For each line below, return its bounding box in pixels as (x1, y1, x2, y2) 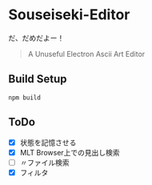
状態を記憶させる (19, 138, 77, 147)
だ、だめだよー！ (8, 33, 65, 42)
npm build (8, 94, 42, 102)
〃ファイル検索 (19, 158, 70, 167)
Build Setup (8, 72, 67, 86)
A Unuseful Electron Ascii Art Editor (27, 49, 146, 58)
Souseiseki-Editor (8, 6, 130, 24)
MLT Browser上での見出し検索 (19, 147, 120, 157)
